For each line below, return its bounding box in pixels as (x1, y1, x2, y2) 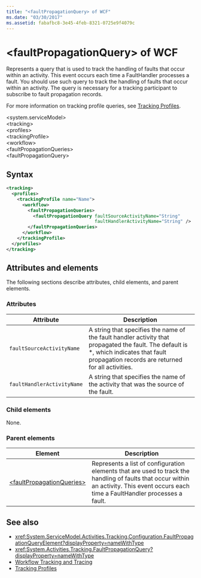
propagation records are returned (89, 355, 182, 363)
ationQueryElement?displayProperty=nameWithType (14, 539, 144, 547)
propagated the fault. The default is (89, 340, 188, 348)
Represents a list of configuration (92, 460, 185, 468)
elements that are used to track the (92, 467, 190, 475)
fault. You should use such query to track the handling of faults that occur (6, 78, 188, 85)
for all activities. (89, 363, 133, 371)
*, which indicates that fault (89, 348, 166, 356)
